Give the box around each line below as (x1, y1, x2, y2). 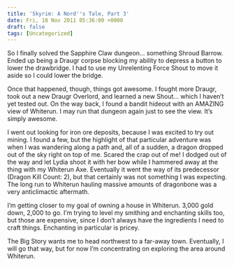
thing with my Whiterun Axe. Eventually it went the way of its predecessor (7, 165, 220, 174)
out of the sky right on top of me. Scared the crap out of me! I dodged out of (7, 150, 227, 159)
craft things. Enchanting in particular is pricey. (7, 223, 140, 232)
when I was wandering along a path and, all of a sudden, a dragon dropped (7, 143, 224, 151)
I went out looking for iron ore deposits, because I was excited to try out (7, 128, 214, 136)
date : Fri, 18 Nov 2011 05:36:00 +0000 (7, 17, 124, 24)
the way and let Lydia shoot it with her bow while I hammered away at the (7, 158, 219, 167)
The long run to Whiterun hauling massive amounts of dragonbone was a (7, 180, 217, 189)
